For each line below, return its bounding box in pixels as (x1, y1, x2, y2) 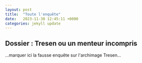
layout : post (5, 7, 32, 12)
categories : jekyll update (5, 21, 61, 26)
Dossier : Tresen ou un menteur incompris (5, 39, 138, 47)
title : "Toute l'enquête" (5, 12, 61, 17)
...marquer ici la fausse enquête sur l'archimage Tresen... (5, 52, 121, 58)
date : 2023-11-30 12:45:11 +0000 (5, 16, 79, 21)
